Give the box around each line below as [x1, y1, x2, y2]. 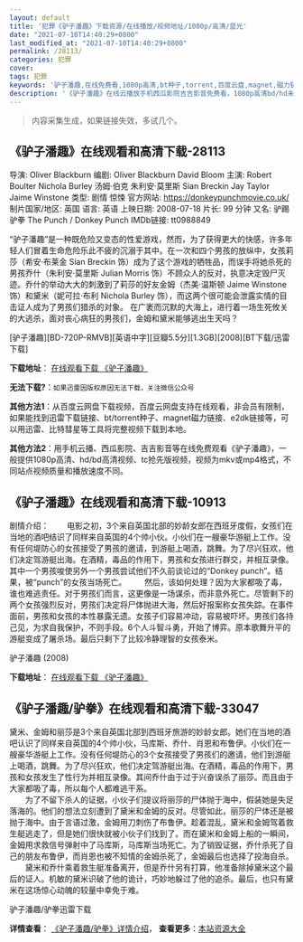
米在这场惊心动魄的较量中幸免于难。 [9, 884, 144, 895]
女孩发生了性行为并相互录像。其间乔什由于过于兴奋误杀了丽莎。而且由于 [24, 771, 294, 782]
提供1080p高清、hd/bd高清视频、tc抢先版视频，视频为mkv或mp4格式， [16, 454, 284, 466]
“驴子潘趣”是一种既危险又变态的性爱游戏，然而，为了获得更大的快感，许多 [9, 234, 286, 245]
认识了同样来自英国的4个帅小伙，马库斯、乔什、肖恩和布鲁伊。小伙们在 [16, 738, 284, 749]
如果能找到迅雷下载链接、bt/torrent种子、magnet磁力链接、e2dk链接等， [9, 412, 281, 423]
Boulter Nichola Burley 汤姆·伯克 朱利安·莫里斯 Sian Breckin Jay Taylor [9, 181, 271, 192]
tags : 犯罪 [9, 72, 48, 81]
